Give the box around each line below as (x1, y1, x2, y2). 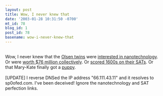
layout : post (5, 7, 32, 12)
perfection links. (5, 85, 38, 91)
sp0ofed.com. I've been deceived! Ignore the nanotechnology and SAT (5, 80, 149, 86)
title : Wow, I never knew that (5, 12, 70, 17)
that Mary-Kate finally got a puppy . (5, 64, 76, 70)
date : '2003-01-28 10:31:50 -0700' (5, 16, 79, 21)
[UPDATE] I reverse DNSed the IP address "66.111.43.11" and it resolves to (5, 75, 154, 81)
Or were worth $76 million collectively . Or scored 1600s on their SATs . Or (5, 59, 154, 65)
